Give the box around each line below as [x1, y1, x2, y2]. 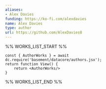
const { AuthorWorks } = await [5, 53, 69, 58]
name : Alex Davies [5, 21, 43, 26]
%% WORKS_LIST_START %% [5, 44, 67, 49]
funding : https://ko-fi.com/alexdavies [5, 16, 87, 21]
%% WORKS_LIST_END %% [5, 79, 63, 85]
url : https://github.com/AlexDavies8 [5, 30, 82, 35]
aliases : [5, 7, 23, 12]
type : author [5, 26, 32, 30]
